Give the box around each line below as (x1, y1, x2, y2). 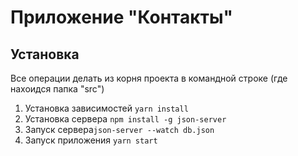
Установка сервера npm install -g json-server (24, 113, 227, 125)
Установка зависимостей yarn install (24, 102, 189, 114)
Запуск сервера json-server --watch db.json (24, 124, 215, 135)
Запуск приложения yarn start (24, 134, 158, 146)
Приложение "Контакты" (10, 6, 233, 29)
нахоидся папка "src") (10, 83, 105, 95)
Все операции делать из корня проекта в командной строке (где (10, 72, 288, 84)
